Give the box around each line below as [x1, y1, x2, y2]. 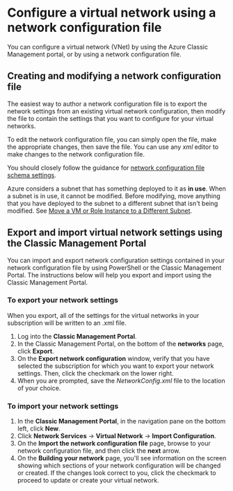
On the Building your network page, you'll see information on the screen [17, 454, 227, 462]
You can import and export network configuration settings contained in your [7, 256, 225, 264]
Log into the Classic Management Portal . [17, 332, 137, 340]
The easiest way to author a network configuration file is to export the [7, 99, 207, 108]
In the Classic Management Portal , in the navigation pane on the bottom [17, 417, 226, 426]
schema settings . [7, 170, 57, 179]
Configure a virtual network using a [7, 5, 216, 21]
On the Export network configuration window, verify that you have [17, 354, 210, 362]
